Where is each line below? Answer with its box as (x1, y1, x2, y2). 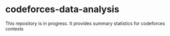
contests (5, 25, 24, 31)
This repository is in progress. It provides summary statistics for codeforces (5, 20, 165, 26)
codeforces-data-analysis (5, 4, 119, 15)
